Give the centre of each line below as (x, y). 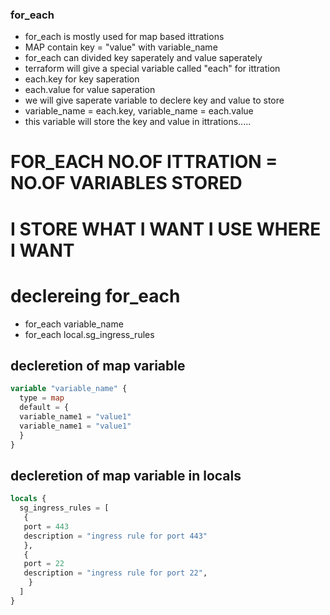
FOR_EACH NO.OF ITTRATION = (144, 162)
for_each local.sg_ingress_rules (89, 334)
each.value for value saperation (90, 90)
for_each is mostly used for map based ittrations (124, 37)
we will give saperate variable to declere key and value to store (154, 100)
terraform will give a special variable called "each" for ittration (152, 69)
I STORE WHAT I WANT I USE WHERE (166, 229)
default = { (44, 408)
